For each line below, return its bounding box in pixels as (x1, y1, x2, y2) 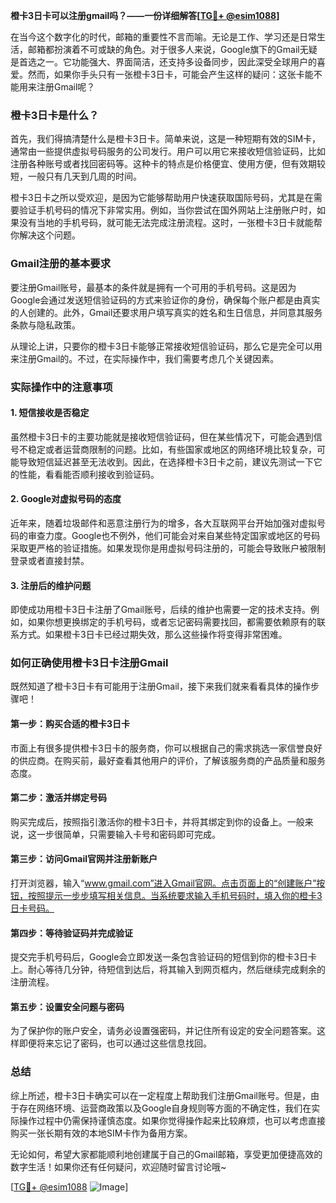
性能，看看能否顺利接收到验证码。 (18, 468, 160, 480)
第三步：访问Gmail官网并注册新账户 (10, 853, 158, 865)
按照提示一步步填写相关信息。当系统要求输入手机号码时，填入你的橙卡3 (27, 890, 323, 902)
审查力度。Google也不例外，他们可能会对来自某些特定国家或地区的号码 (27, 529, 321, 541)
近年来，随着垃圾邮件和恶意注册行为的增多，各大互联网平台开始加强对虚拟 (10, 517, 317, 529)
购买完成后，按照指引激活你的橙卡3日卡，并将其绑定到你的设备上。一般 (10, 815, 305, 828)
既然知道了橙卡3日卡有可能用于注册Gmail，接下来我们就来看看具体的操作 (10, 680, 311, 693)
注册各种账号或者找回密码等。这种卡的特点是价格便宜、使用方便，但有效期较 (10, 158, 326, 170)
